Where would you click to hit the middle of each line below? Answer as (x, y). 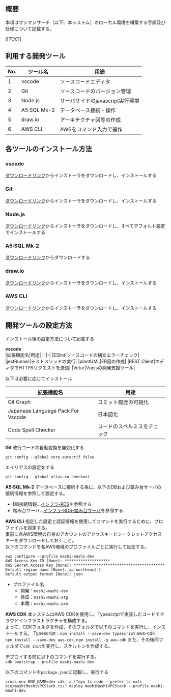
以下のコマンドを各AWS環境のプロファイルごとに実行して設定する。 (77, 546)
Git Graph (19, 402)
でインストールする (25, 232)
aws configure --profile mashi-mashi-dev (50, 556)
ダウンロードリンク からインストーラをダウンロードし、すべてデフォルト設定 (85, 226)
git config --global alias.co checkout (48, 477)
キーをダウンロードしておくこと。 (41, 540)
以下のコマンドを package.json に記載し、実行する (57, 672)
